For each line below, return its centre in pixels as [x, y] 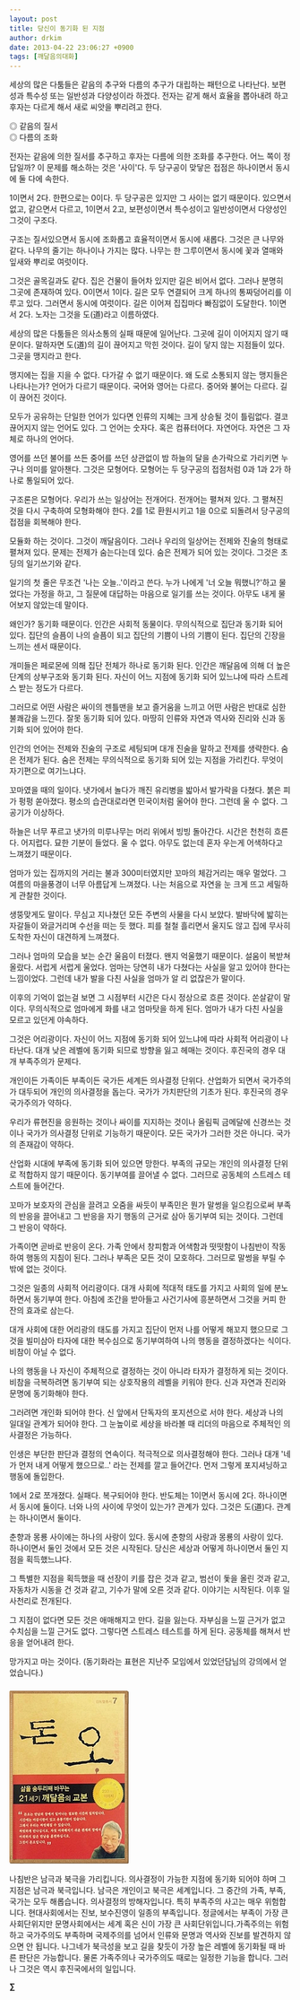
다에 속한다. [49, 179]
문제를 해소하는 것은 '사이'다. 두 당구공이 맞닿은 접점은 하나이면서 [160, 168]
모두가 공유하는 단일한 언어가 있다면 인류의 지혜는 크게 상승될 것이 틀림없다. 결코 [149, 416]
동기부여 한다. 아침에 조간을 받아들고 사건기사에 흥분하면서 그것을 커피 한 [159, 1299]
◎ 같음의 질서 [34, 127]
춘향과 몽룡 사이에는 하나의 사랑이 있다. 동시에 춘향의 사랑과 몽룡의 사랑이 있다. [146, 1537]
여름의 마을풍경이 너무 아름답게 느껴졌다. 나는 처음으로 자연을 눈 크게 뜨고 [137, 885]
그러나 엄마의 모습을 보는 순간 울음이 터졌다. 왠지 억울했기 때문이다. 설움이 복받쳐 [150, 956]
